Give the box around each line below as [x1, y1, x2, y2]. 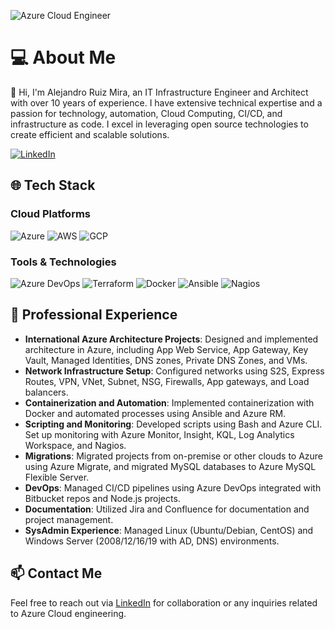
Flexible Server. [24, 471, 90, 483]
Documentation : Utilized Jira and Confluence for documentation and [24, 503, 310, 515]
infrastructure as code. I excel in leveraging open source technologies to [10, 118, 309, 130]
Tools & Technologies [10, 255, 117, 269]
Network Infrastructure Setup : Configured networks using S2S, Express [24, 365, 325, 377]
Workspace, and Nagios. [24, 439, 127, 451]
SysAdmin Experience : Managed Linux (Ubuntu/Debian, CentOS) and [24, 524, 314, 536]
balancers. [24, 386, 69, 398]
